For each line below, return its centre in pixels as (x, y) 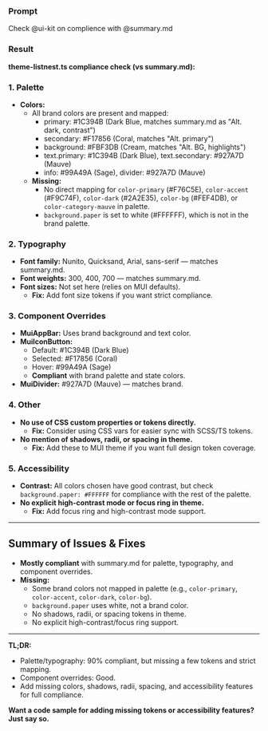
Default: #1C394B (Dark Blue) (80, 350)
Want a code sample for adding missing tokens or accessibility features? (132, 710)
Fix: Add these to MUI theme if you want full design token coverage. (144, 448)
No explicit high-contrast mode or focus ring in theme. (112, 503)
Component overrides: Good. (67, 678)
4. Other (25, 405)
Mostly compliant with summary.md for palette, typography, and (126, 563)
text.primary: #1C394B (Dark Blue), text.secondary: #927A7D (144, 155)
